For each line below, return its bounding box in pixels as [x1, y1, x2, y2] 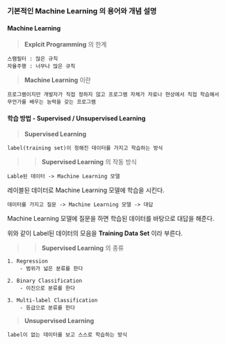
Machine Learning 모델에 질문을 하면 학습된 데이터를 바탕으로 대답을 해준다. [7, 214, 215, 223]
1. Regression [7, 258, 49, 265]
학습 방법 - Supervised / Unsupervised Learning [7, 114, 146, 123]
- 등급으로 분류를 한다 [19, 304, 75, 311]
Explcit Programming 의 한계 [24, 40, 107, 49]
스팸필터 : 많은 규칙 [7, 56, 58, 63]
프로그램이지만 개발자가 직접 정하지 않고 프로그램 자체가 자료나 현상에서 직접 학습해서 [7, 91, 220, 98]
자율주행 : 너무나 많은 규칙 [7, 63, 76, 70]
